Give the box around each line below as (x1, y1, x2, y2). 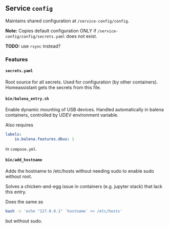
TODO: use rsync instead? (5, 43, 61, 49)
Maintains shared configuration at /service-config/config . (5, 17, 130, 24)
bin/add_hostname (5, 157, 43, 163)
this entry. (5, 189, 27, 195)
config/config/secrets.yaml (5, 34, 66, 39)
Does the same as (5, 199, 44, 205)
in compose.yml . (5, 146, 37, 152)
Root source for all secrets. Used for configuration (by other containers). (5, 79, 158, 85)
